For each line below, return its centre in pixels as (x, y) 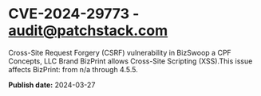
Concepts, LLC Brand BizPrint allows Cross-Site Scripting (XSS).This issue (130, 61)
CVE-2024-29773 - (74, 14)
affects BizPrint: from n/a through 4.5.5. (73, 69)
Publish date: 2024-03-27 (52, 85)
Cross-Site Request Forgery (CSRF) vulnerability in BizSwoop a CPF (120, 52)
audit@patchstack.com (88, 31)
